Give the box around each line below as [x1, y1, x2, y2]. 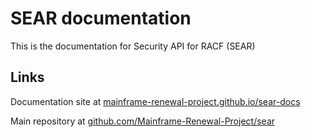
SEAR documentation [10, 7, 192, 30]
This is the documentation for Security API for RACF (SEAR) [10, 40, 256, 52]
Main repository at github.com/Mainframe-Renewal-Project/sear [10, 115, 276, 127]
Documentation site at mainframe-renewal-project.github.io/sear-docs [10, 95, 301, 107]
